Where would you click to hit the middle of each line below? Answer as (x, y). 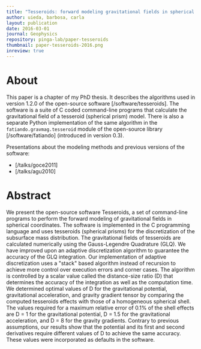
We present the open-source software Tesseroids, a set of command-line (97, 212)
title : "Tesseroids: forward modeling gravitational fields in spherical (100, 12)
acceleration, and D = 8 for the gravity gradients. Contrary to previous (92, 320)
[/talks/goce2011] (36, 165)
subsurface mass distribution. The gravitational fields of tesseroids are (94, 237)
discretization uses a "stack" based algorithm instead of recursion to (91, 263)
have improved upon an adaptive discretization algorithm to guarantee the (97, 250)
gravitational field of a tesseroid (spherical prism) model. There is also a (95, 116)
